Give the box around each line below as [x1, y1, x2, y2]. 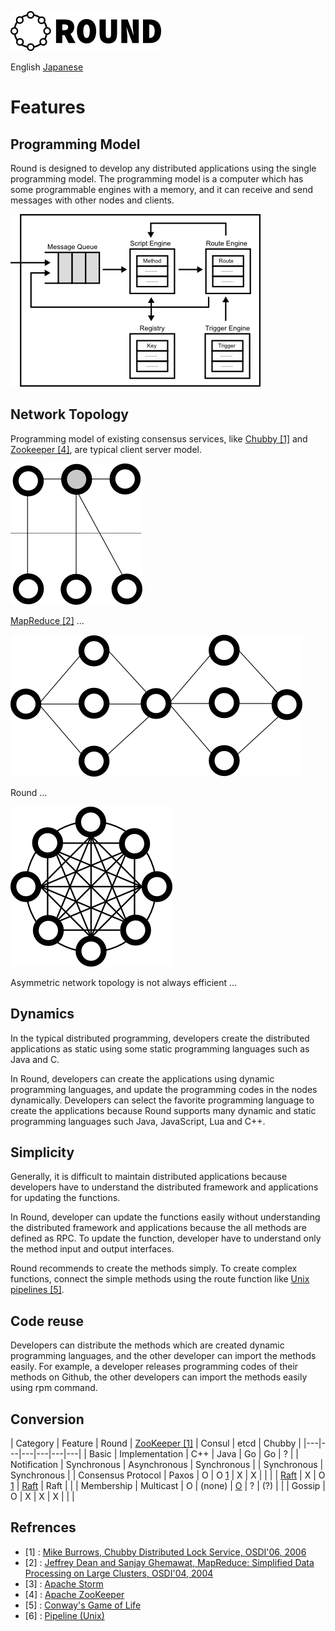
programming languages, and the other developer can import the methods [10, 1350, 317, 1362]
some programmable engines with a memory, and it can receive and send [10, 184, 313, 195]
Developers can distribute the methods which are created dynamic [10, 1339, 285, 1351]
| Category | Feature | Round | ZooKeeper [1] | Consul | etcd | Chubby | [10, 1437, 302, 1450]
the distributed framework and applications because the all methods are [10, 1222, 307, 1234]
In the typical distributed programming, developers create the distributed [10, 1032, 310, 1044]
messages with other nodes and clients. [10, 194, 175, 206]
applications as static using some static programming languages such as [10, 1042, 310, 1055]
